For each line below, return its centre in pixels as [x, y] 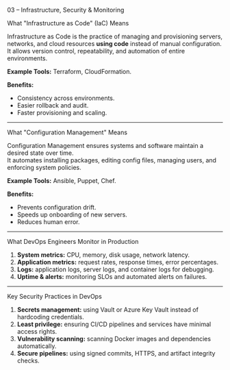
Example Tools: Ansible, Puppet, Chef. [62, 181]
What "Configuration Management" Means [67, 132]
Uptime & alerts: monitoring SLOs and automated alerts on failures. [112, 276]
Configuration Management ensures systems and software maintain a [105, 146]
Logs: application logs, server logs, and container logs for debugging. [115, 269]
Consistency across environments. [66, 98]
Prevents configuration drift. [56, 207]
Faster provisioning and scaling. [62, 113]
